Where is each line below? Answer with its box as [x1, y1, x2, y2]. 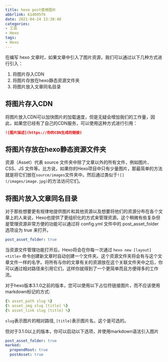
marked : [5, 343, 21, 348]
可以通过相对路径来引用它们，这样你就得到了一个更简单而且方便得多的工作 [5, 265, 158, 271]
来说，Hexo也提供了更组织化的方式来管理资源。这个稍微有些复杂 [22, 214, 156, 220]
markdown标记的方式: [5, 288, 50, 294]
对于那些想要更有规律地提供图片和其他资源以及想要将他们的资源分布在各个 [5, 208, 158, 214]
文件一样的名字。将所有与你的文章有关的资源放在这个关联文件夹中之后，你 [9, 259, 163, 265]
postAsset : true [9, 352, 43, 357]
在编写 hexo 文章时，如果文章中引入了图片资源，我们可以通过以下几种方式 [5, 54, 158, 60]
